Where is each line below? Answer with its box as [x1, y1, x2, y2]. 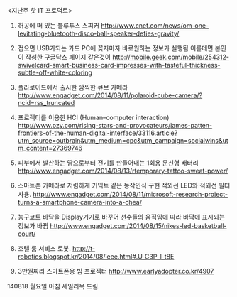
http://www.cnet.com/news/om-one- [100, 21, 209, 30]
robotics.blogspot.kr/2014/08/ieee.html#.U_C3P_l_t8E [17, 252, 175, 261]
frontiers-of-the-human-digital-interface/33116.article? [17, 129, 178, 137]
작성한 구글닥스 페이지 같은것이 [25, 53, 111, 61]
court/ [17, 229, 36, 238]
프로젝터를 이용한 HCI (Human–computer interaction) [17, 113, 170, 121]
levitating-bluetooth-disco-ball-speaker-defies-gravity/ [17, 29, 180, 38]
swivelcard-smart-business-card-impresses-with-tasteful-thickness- [17, 61, 221, 69]
